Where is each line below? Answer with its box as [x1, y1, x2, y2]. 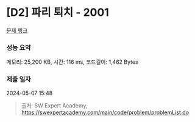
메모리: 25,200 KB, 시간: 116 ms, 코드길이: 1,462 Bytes [6, 58, 138, 66]
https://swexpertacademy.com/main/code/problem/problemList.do [21, 109, 190, 116]
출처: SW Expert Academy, [21, 101, 88, 109]
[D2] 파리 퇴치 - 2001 [6, 5, 110, 19]
